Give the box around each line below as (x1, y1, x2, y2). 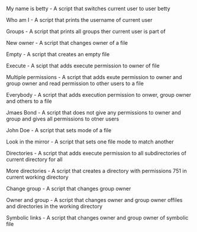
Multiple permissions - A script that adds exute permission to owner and (6, 74, 182, 80)
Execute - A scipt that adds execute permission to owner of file (6, 62, 160, 69)
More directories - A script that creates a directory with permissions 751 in (6, 168, 188, 174)
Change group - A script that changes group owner (6, 185, 131, 192)
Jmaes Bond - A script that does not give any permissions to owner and (6, 109, 182, 116)
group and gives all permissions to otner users (6, 115, 120, 122)
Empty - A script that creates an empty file (6, 51, 110, 58)
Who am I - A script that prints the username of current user (6, 17, 153, 23)
